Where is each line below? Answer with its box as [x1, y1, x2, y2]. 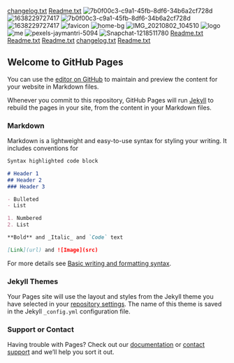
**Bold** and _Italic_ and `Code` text [7, 234, 124, 241]
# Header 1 [7, 170, 39, 177]
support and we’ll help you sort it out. [7, 348, 115, 356]
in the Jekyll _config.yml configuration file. [7, 307, 131, 316]
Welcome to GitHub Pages [7, 57, 124, 68]
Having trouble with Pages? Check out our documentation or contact [7, 341, 205, 349]
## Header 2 [7, 177, 42, 184]
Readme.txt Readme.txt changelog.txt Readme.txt [7, 36, 151, 45]
